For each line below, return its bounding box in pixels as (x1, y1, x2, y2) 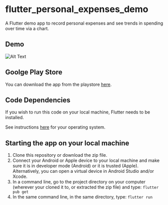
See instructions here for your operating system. (5, 124, 106, 130)
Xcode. (12, 173, 28, 179)
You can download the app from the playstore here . (5, 81, 112, 87)
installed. (5, 115, 24, 121)
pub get (12, 189, 29, 194)
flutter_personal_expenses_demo (5, 4, 148, 15)
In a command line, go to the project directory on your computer (12, 179, 146, 185)
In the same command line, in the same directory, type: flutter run (12, 194, 153, 200)
